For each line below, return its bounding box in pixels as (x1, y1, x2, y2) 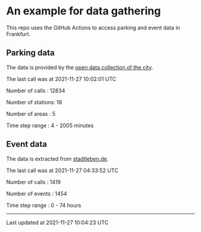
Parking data (6, 48, 55, 58)
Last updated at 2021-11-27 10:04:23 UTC (6, 219, 109, 226)
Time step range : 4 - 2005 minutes (6, 122, 94, 129)
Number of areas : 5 (6, 110, 56, 117)
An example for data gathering (6, 4, 162, 18)
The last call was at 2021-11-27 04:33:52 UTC (6, 167, 118, 174)
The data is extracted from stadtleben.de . (6, 155, 109, 162)
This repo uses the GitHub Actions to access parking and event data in (6, 24, 181, 31)
